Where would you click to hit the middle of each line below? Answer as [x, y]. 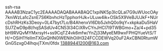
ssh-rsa [13, 7]
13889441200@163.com [85, 43]
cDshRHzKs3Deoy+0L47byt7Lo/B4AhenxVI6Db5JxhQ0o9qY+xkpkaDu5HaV [81, 22]
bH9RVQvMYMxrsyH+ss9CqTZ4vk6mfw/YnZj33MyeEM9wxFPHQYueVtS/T [81, 33]
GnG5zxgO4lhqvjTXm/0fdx [32, 43]
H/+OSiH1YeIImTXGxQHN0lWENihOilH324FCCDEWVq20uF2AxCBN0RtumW [81, 38]
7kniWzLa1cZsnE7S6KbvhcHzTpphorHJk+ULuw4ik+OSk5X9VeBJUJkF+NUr [81, 17]
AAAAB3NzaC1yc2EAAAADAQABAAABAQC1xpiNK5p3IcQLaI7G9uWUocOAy [82, 12]
